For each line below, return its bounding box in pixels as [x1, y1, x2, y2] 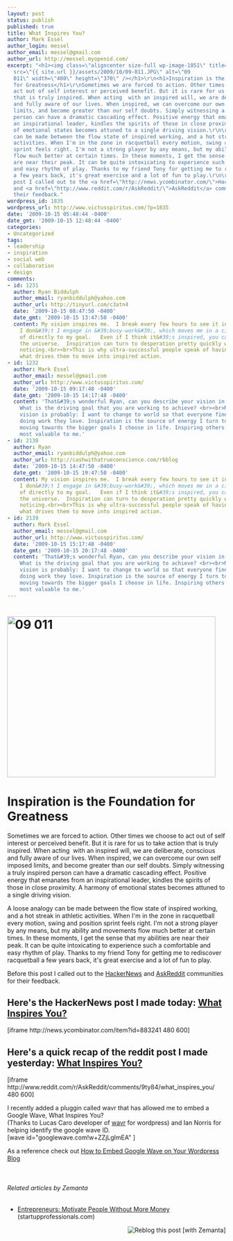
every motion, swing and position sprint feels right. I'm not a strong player [7, 919, 218, 927]
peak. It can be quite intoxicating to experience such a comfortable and [7, 940, 212, 950]
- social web [7, 256, 45, 263]
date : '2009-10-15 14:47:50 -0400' [13, 463, 116, 470]
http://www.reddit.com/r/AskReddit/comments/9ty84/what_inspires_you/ [7, 1083, 215, 1091]
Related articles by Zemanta [7, 1183, 88, 1192]
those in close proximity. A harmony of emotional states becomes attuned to [7, 883, 225, 891]
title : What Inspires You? [7, 29, 85, 37]
